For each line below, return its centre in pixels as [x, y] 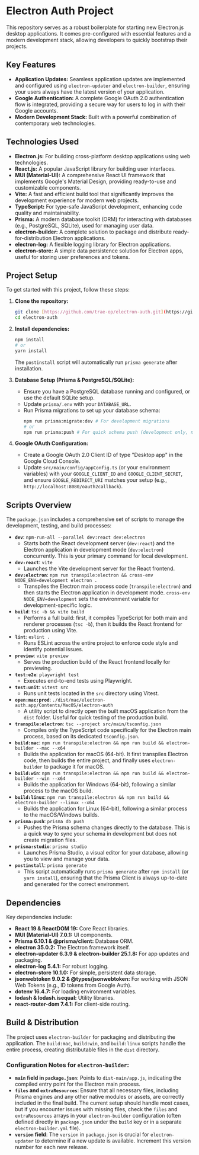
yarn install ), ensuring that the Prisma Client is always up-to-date [105, 878]
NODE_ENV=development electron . [56, 581]
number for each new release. [52, 1147]
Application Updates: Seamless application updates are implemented [100, 79]
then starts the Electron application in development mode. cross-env [107, 593]
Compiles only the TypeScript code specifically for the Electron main [107, 730]
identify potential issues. [53, 650]
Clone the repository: [41, 301]
